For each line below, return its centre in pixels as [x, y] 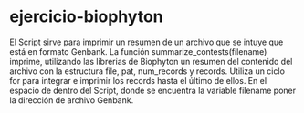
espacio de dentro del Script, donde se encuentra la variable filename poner [153, 90]
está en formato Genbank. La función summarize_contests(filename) [138, 51]
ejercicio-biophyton [86, 17]
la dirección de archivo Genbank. [72, 100]
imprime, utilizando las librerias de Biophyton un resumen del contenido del [151, 61]
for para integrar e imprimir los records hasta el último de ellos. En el [138, 80]
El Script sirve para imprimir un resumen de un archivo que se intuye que [147, 42]
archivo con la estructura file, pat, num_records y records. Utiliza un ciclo [147, 71]
